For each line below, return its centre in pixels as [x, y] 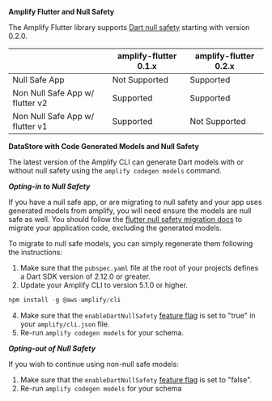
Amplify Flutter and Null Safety [62, 12]
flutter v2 [30, 103]
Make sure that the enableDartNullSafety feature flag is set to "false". [136, 379]
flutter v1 [30, 126]
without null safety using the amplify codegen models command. [115, 171]
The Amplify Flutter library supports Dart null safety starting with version [129, 27]
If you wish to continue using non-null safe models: [94, 364]
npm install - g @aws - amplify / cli [65, 300]
